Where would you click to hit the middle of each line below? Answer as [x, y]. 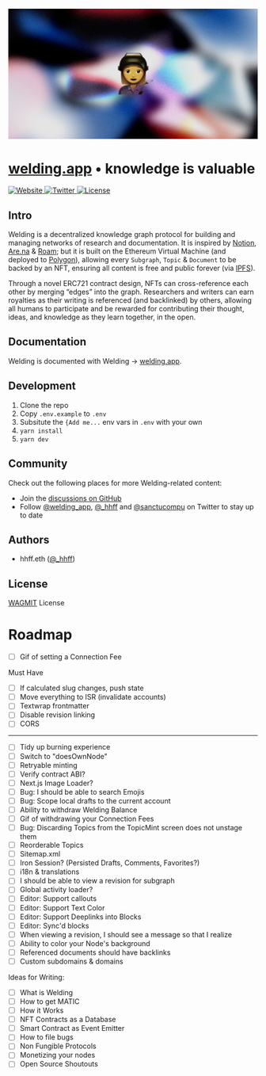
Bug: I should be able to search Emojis [82, 792]
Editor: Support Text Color [62, 907]
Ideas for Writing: [36, 977]
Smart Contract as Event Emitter [72, 1028]
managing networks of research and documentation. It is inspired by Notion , [133, 243]
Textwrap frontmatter [54, 706]
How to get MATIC [49, 1002]
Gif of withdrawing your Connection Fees [87, 818]
